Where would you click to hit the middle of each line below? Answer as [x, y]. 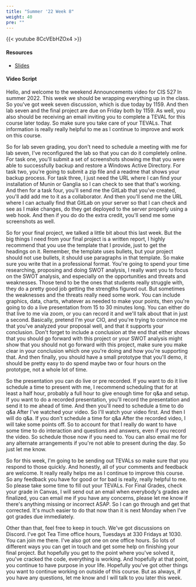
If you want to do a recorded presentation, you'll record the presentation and [98, 399]
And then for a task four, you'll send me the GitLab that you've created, [91, 190]
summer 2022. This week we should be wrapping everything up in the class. [98, 98]
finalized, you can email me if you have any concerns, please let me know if [97, 497]
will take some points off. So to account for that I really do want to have [91, 424]
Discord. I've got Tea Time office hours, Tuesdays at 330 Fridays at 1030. [94, 534]
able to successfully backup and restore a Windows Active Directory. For [94, 165]
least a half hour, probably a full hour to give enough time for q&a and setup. [98, 393]
